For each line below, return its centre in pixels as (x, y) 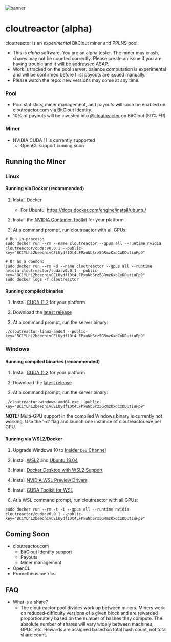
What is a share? (30, 602)
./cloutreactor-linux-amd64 (35, 332)
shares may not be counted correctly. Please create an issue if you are (87, 58)
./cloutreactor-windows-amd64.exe (42, 402)
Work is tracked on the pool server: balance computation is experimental (89, 69)
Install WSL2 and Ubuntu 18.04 (45, 460)
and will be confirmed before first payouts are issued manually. (79, 74)
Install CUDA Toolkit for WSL (43, 490)
